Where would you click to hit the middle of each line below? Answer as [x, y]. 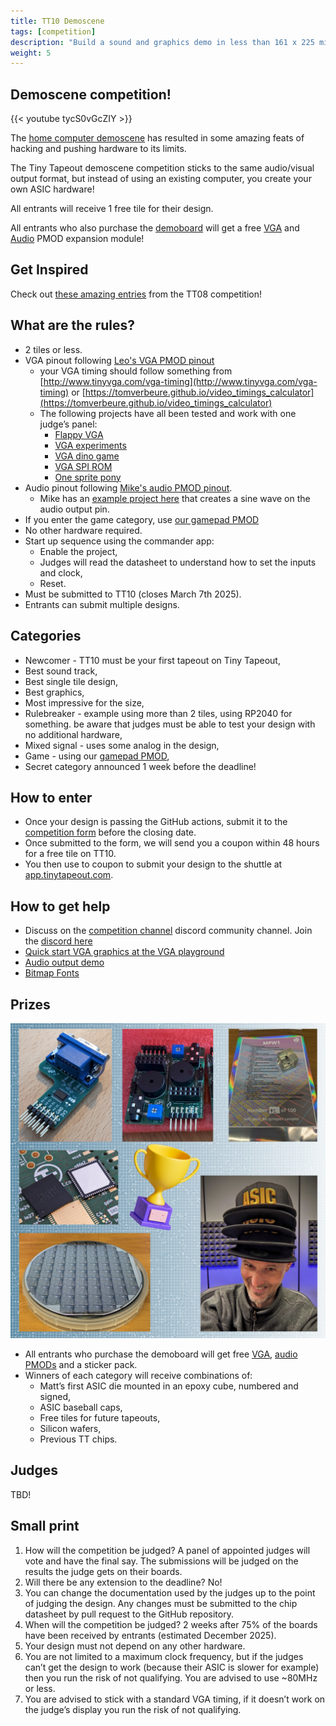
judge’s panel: [68, 424]
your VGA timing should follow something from [136, 371]
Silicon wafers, [70, 1428]
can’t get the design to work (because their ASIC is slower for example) [172, 1667]
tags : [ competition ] [53, 31]
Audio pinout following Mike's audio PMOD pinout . [128, 487]
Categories [46, 636]
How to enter [51, 797]
